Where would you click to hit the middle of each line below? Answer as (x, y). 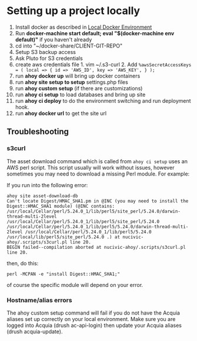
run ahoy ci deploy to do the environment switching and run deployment (103, 100)
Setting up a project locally (74, 11)
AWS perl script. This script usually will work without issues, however (91, 167)
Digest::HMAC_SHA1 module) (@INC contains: (61, 206)
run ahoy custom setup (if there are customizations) (79, 88)
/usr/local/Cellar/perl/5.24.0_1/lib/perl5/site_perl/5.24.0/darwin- (94, 211)
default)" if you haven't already (54, 39)
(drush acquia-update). (35, 331)
